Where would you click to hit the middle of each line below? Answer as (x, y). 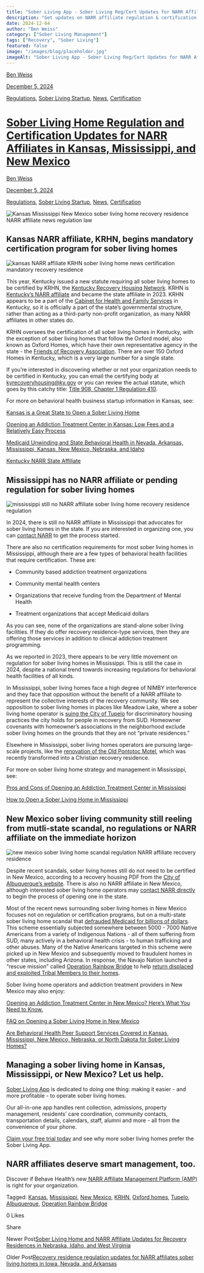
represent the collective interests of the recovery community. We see (93, 701)
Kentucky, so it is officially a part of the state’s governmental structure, (95, 307)
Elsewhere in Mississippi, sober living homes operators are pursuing (92, 745)
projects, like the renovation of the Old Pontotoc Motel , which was (104, 751)
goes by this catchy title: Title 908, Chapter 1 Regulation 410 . (82, 389)
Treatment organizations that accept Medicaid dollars (82, 614)
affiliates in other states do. (40, 321)
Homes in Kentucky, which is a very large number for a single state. (90, 358)
